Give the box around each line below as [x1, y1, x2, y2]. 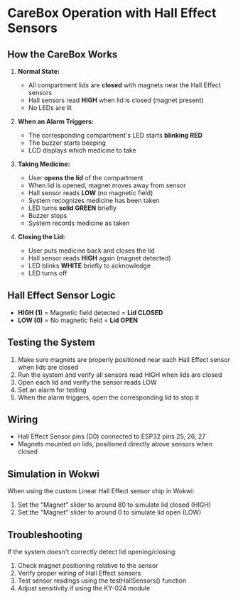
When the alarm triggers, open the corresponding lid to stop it [17, 392, 199, 402]
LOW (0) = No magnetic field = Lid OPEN [17, 316, 139, 324]
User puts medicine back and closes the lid [28, 246, 155, 255]
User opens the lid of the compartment [28, 174, 144, 182]
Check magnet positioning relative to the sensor [17, 561, 158, 570]
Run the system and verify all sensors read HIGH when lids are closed [17, 370, 222, 379]
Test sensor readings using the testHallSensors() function [17, 576, 187, 585]
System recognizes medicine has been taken [28, 197, 160, 204]
